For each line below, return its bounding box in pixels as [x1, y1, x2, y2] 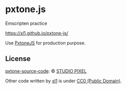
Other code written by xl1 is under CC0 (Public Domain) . [5, 77, 122, 84]
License [5, 55, 31, 63]
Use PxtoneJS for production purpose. [5, 39, 86, 46]
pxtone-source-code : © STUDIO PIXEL [5, 68, 87, 74]
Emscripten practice [5, 20, 48, 26]
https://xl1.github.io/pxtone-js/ [5, 30, 68, 36]
